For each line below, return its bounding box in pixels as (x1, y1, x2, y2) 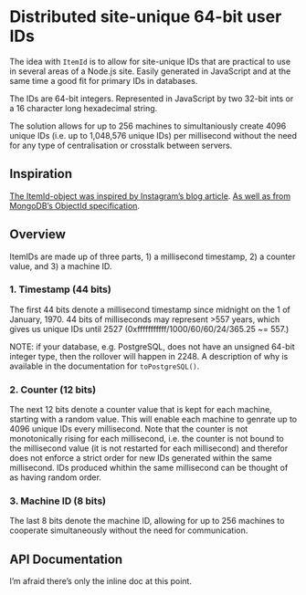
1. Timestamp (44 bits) (9, 283, 111, 296)
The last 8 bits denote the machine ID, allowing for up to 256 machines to (9, 516, 285, 527)
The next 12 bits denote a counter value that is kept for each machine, (9, 404, 272, 415)
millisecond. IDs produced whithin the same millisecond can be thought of (9, 463, 289, 474)
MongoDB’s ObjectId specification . (9, 200, 140, 211)
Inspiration (9, 166, 73, 182)
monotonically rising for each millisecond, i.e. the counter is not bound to (9, 433, 285, 444)
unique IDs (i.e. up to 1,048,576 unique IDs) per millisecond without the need (9, 130, 298, 141)
